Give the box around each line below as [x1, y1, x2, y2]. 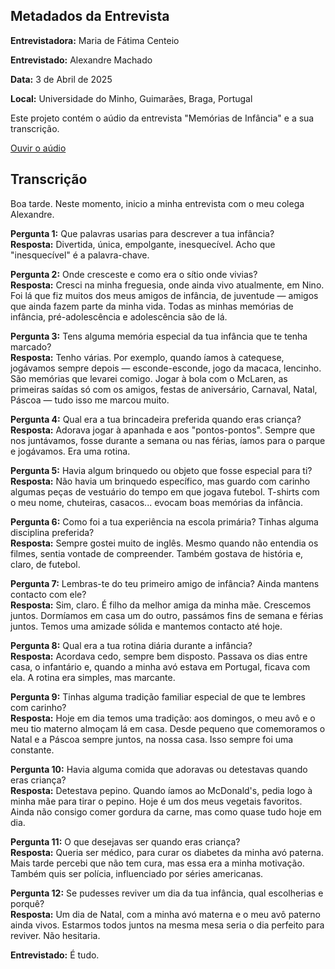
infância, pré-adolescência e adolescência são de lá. [10, 310, 228, 323]
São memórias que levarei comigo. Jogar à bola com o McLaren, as [10, 372, 288, 384]
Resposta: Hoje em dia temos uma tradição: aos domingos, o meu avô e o [10, 712, 316, 724]
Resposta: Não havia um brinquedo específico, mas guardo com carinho [10, 475, 311, 487]
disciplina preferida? [10, 526, 95, 538]
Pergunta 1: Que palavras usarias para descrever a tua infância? [10, 227, 275, 239]
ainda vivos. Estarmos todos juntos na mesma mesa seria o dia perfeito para [10, 919, 325, 931]
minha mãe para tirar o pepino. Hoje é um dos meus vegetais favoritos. [10, 795, 303, 807]
